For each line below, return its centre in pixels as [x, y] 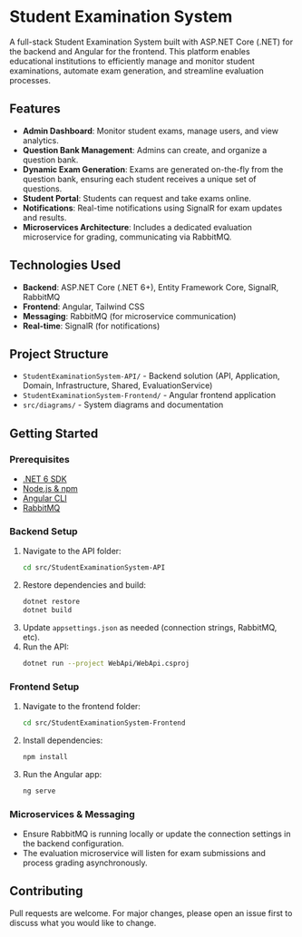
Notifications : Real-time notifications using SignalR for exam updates [152, 208]
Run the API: [46, 647]
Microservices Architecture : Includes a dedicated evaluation [137, 227]
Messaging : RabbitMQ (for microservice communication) [129, 316]
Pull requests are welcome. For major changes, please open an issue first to [151, 913]
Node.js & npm [50, 489]
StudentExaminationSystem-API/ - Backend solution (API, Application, [151, 376]
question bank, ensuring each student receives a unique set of [139, 179]
